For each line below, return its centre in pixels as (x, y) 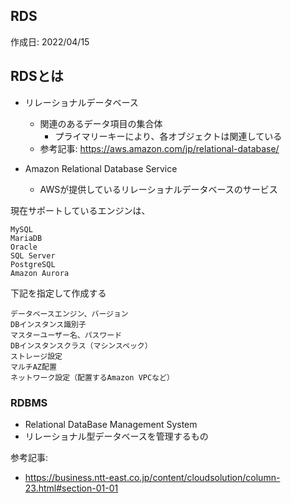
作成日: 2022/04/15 (50, 41)
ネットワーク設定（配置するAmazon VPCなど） (92, 377)
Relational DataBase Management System (111, 424)
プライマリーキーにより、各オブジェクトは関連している (168, 136)
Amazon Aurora (40, 273)
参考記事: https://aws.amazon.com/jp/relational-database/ (159, 148)
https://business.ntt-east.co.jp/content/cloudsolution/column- (152, 477)
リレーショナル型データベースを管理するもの (116, 436)
